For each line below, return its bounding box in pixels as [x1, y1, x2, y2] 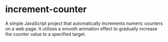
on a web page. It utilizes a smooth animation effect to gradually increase [5, 25, 157, 31]
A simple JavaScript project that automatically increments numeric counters [5, 20, 163, 26]
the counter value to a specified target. [5, 31, 86, 37]
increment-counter [5, 4, 87, 15]
